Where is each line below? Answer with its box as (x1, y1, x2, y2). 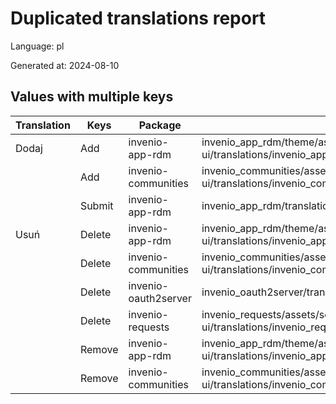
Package (138, 118, 182, 132)
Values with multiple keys (10, 88, 174, 106)
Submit (79, 198, 114, 212)
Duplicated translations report (10, 7, 267, 30)
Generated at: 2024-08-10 (10, 59, 120, 71)
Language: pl (10, 40, 65, 52)
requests (128, 320, 170, 334)
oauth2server (128, 291, 192, 305)
